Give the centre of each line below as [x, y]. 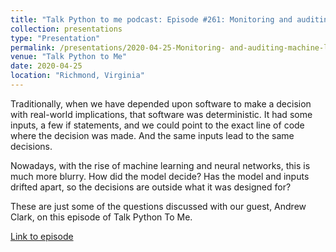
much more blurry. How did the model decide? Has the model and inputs [160, 176]
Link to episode [42, 236]
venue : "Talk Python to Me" [69, 57]
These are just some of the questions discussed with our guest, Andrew [158, 206]
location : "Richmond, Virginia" [77, 76]
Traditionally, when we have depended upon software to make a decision [161, 103]
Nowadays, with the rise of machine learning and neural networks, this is [160, 165]
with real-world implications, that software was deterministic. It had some [161, 114]
